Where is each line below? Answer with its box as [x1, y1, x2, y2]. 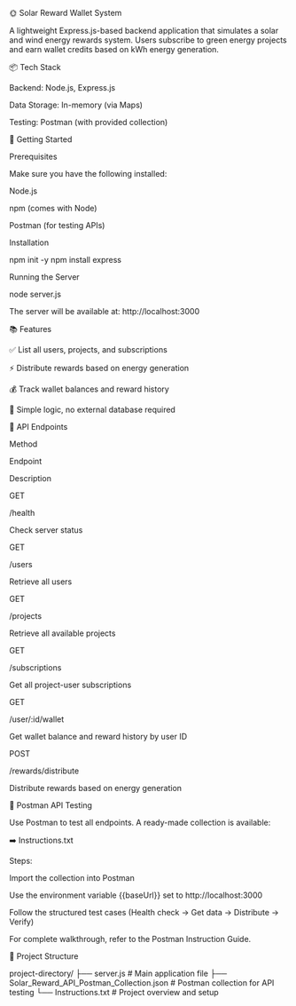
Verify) [9, 916, 35, 927]
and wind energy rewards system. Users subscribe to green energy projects [9, 35, 287, 45]
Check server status [9, 525, 83, 535]
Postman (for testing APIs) [9, 220, 105, 230]
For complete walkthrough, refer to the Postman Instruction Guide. [9, 934, 252, 944]
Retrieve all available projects [9, 628, 116, 638]
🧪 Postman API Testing [9, 800, 93, 811]
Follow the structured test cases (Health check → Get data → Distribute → [9, 907, 279, 917]
